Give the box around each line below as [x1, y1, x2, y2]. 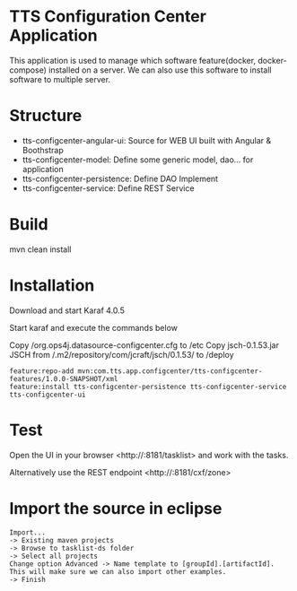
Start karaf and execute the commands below [9, 322, 178, 333]
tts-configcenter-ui [9, 390, 87, 399]
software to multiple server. [9, 74, 110, 84]
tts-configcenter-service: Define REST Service [22, 182, 195, 194]
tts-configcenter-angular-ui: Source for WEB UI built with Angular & [22, 135, 272, 145]
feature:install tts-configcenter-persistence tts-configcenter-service [9, 382, 287, 391]
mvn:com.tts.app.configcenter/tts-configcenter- [77, 366, 263, 376]
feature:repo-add [9, 366, 74, 376]
